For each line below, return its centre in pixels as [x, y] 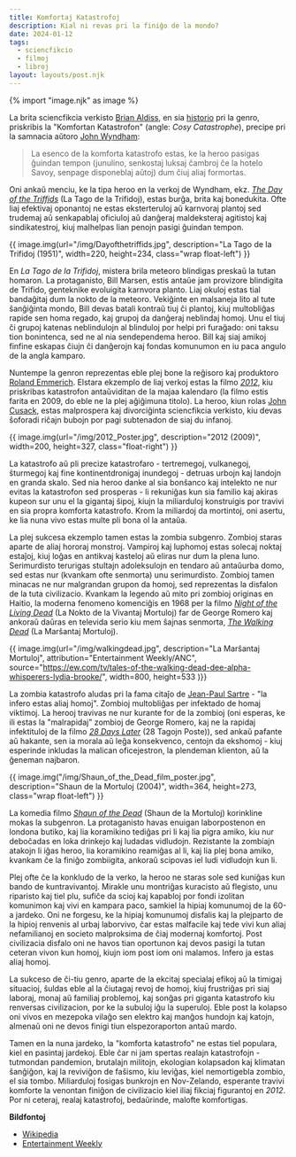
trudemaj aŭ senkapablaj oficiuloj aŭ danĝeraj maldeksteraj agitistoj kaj [138, 217]
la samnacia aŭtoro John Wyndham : [75, 136]
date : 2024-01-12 [41, 34]
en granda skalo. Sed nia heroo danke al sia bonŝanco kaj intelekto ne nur [144, 482]
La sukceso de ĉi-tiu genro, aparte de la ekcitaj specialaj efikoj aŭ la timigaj [146, 979]
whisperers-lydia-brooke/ [56, 676]
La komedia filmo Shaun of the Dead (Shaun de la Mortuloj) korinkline [136, 812]
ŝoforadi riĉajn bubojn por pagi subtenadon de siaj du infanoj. [121, 419]
